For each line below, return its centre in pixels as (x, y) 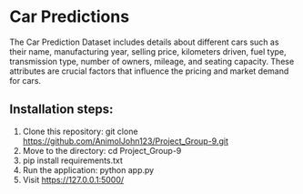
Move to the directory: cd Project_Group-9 (102, 150)
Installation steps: (61, 110)
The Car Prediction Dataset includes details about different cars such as (144, 42)
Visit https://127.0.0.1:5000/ (73, 179)
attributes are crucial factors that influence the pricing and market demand (149, 71)
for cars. (25, 80)
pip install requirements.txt (72, 160)
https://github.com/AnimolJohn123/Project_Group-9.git (126, 141)
